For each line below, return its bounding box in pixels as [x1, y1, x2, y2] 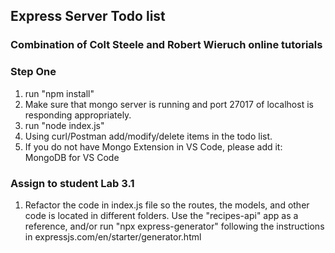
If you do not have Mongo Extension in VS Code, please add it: [24, 140, 283, 153]
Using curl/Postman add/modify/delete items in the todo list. [24, 130, 273, 142]
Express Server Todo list [10, 8, 166, 25]
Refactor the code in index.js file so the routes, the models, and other [24, 199, 310, 211]
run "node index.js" [24, 119, 105, 131]
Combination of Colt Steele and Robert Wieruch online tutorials [10, 38, 323, 52]
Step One [10, 65, 57, 79]
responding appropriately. [24, 109, 132, 121]
